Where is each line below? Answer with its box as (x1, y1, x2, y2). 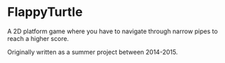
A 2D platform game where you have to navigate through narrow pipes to (7, 27, 219, 35)
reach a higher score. (7, 34, 69, 42)
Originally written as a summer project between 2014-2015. (7, 48, 178, 56)
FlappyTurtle (7, 4, 83, 20)
